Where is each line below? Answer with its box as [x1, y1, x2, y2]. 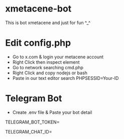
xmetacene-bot [5, 3, 72, 15]
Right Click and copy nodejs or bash [12, 70, 88, 76]
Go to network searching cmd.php [12, 64, 84, 70]
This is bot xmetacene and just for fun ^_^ [5, 20, 91, 26]
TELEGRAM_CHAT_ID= [5, 128, 52, 134]
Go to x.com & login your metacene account [12, 54, 104, 60]
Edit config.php [5, 37, 71, 49]
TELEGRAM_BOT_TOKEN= [5, 119, 60, 125]
